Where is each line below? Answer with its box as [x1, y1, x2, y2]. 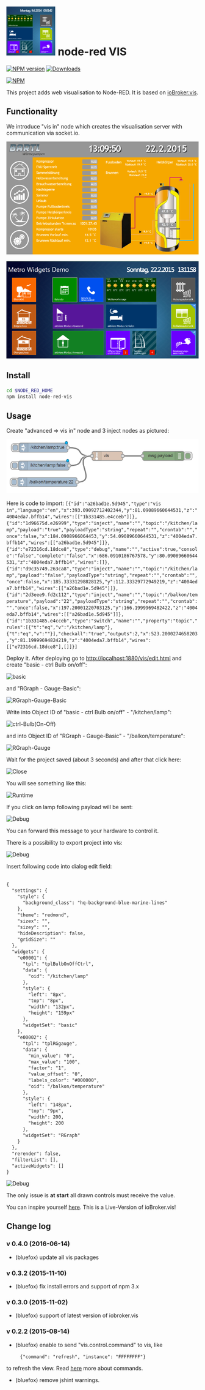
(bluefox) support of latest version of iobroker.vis [15, 1312, 138, 1319]
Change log [6, 1221, 51, 1231]
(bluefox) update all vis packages [15, 1254, 99, 1261]
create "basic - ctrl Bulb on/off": [6, 661, 87, 668]
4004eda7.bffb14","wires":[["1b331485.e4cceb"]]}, [6, 514, 138, 520]
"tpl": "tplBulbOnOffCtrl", [22, 961, 95, 967]
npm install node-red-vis [6, 394, 72, 400]
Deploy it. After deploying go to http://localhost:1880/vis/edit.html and [6, 654, 182, 662]
